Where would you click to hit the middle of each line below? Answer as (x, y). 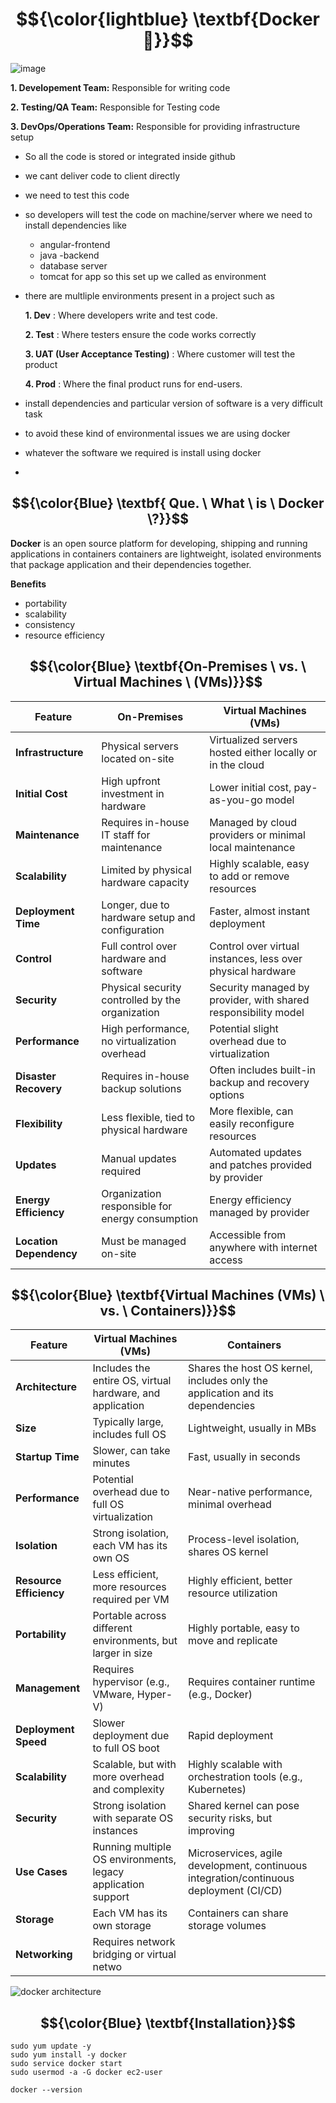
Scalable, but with (134, 1765)
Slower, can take (131, 1451)
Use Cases (41, 1872)
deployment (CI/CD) (235, 1891)
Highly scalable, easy (259, 863)
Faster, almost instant (259, 911)
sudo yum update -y (51, 2046)
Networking (44, 1955)
